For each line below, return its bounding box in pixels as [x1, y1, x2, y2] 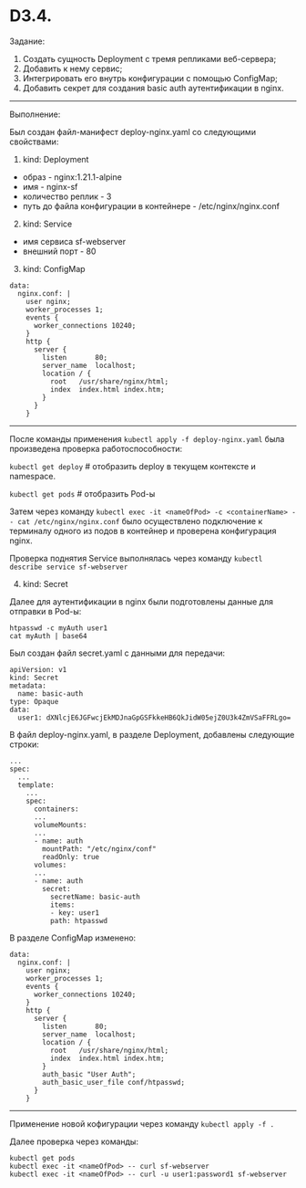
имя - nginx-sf [22, 181, 78, 192]
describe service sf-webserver [9, 562, 128, 572]
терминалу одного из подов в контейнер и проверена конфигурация [9, 525, 277, 536]
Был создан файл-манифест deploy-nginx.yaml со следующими [9, 126, 257, 137]
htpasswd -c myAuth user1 [9, 623, 107, 633]
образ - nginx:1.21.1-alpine [22, 171, 123, 183]
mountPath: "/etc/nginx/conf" [42, 844, 157, 854]
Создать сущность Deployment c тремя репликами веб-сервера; [22, 53, 277, 64]
